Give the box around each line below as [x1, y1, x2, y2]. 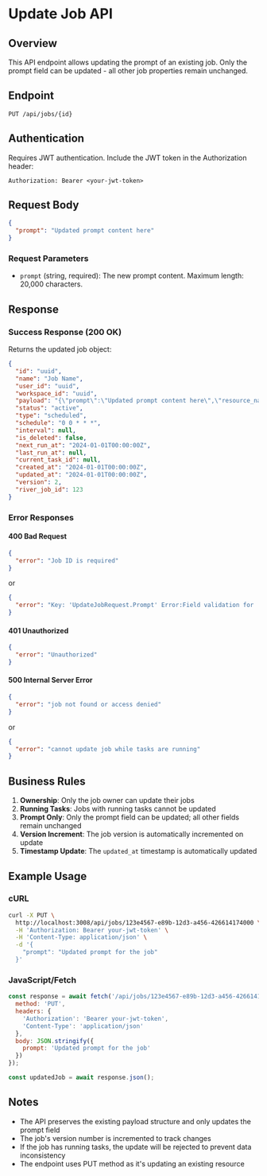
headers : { [15, 1007, 52, 1015]
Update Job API [8, 5, 114, 23]
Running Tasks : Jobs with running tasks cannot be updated [19, 804, 216, 814]
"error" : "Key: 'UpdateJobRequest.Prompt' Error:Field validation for [15, 602, 254, 609]
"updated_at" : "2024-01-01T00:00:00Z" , [15, 471, 148, 479]
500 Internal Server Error [8, 676, 93, 685]
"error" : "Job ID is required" [15, 556, 119, 565]
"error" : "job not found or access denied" [15, 700, 161, 708]
